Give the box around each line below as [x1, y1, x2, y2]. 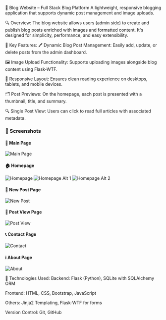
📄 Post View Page [5, 209, 42, 215]
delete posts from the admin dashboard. [5, 50, 87, 55]
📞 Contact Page [5, 231, 37, 237]
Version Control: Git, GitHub [5, 310, 62, 316]
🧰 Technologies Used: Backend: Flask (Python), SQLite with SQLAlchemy [5, 275, 155, 281]
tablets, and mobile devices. [5, 81, 63, 87]
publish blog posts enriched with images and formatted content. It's [5, 27, 144, 33]
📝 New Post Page [5, 186, 41, 193]
